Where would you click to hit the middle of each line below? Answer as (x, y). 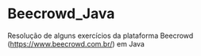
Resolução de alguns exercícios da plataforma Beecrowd (100, 35)
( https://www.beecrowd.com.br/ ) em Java (76, 43)
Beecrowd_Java (61, 14)
